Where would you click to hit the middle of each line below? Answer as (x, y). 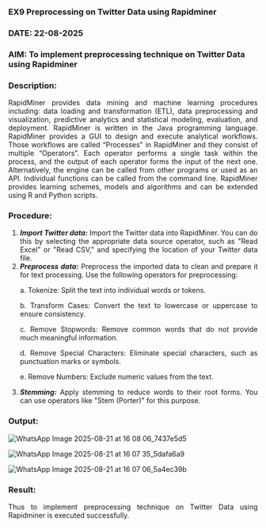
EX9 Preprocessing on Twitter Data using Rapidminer (112, 12)
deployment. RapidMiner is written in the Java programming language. (133, 128)
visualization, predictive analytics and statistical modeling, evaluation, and (133, 120)
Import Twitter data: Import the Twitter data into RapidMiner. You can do (139, 233)
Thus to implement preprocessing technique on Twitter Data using (133, 507)
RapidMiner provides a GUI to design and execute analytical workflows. (133, 136)
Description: (32, 85)
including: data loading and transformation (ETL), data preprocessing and (133, 111)
